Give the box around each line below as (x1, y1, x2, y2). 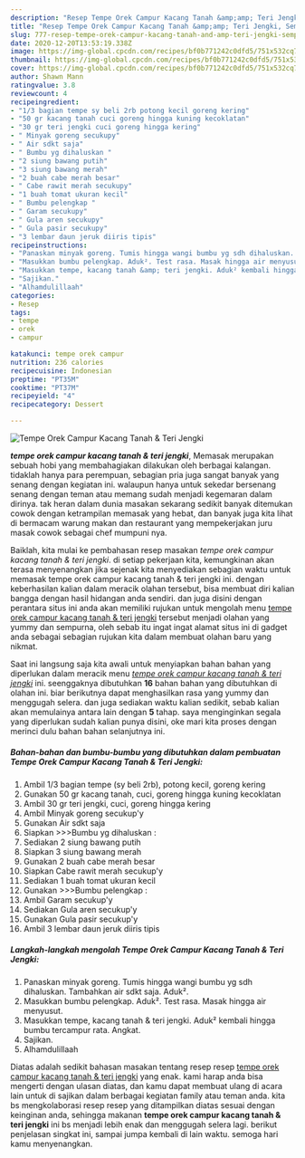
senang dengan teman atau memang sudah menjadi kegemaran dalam (10, 489, 272, 499)
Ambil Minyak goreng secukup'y (23, 808, 144, 818)
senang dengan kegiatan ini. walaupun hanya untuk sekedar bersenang (10, 479, 277, 490)
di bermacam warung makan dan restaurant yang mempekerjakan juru (10, 518, 273, 528)
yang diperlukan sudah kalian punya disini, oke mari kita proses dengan (10, 716, 277, 727)
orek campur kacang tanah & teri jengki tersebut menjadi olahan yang (10, 612, 270, 623)
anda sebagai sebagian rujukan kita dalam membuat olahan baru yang (10, 631, 272, 642)
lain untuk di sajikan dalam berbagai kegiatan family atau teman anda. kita (10, 1090, 286, 1101)
